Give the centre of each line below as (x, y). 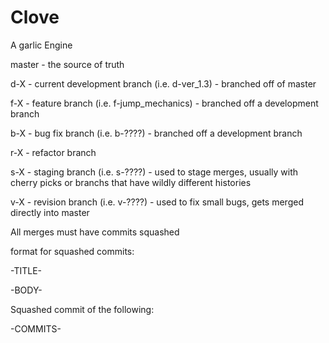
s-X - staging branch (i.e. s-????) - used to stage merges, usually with (154, 172)
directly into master (50, 212)
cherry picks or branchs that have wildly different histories (131, 182)
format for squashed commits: (72, 251)
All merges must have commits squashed (95, 232)
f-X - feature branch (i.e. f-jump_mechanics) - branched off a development (164, 103)
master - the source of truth (67, 64)
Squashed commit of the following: (82, 309)
